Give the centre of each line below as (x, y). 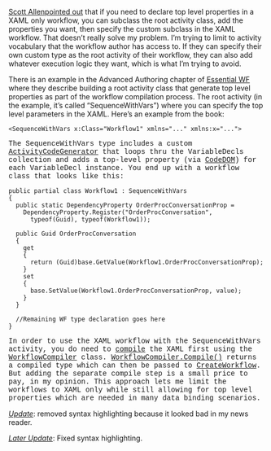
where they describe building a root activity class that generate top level (129, 88)
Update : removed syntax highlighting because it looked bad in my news (129, 414)
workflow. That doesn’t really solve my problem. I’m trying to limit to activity (135, 37)
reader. (20, 422)
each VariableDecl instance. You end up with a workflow (124, 168)
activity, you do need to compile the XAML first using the (130, 349)
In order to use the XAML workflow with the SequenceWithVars (135, 341)
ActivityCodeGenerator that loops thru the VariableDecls (126, 152)
